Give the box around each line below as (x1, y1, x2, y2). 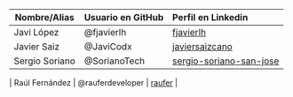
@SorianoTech (83, 55, 146, 67)
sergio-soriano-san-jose (171, 55, 280, 67)
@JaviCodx (83, 41, 132, 52)
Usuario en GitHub (83, 11, 164, 23)
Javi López (13, 26, 59, 38)
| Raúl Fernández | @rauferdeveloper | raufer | (9, 78, 178, 87)
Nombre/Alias (14, 11, 75, 23)
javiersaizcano (171, 41, 233, 52)
